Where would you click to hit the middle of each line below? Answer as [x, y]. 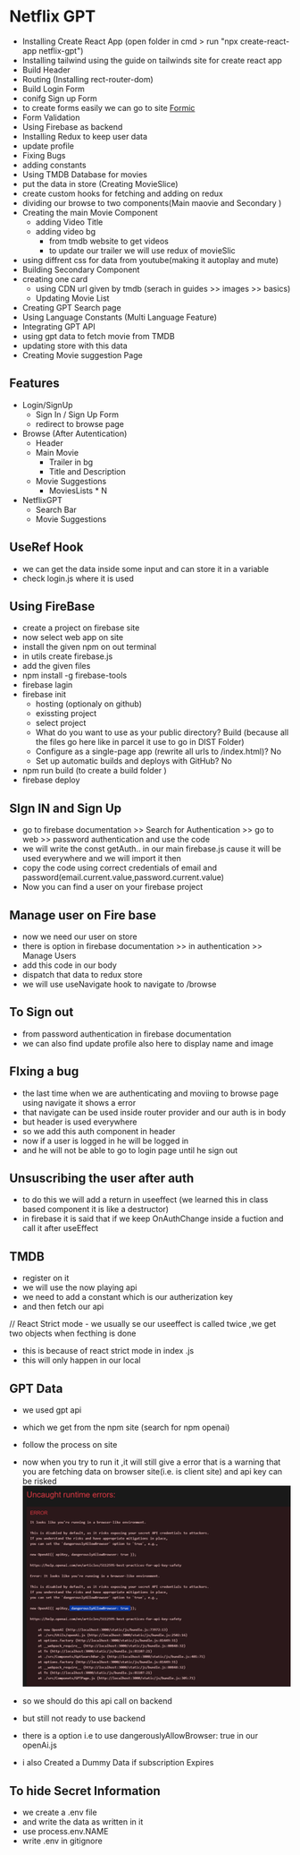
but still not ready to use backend [83, 1718]
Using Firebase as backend [72, 126]
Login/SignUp [47, 405]
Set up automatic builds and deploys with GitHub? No [133, 761]
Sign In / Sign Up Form [77, 415]
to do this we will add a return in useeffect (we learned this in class [145, 1200]
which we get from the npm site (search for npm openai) [126, 1428]
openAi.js [40, 1745]
